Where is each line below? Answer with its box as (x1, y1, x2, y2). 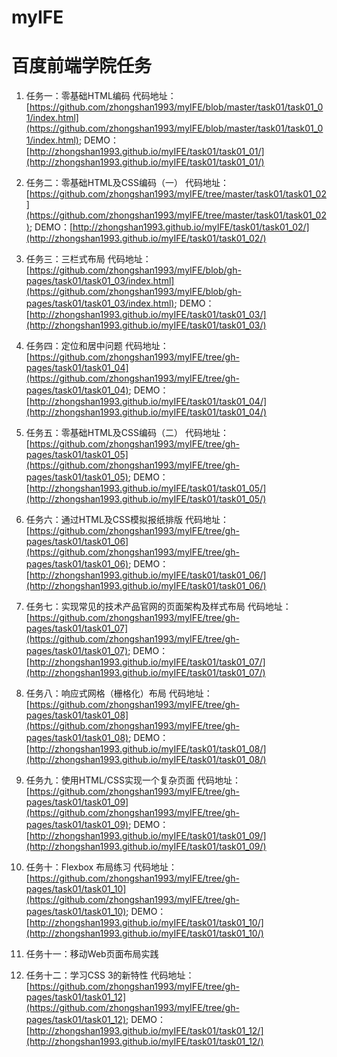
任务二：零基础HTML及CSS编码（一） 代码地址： (25, 177, 229, 189)
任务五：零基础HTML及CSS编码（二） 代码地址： (25, 427, 229, 439)
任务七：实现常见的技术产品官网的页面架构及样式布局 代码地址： (25, 601, 292, 613)
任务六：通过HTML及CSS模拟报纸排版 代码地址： (25, 514, 229, 526)
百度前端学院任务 (11, 55, 153, 78)
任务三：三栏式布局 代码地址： (25, 253, 152, 265)
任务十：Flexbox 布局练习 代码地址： (25, 861, 178, 873)
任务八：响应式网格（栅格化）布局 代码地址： (25, 687, 213, 700)
